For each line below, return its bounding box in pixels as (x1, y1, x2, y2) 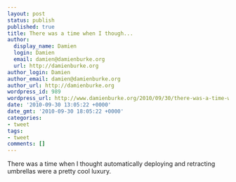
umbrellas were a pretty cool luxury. (7, 167, 112, 176)
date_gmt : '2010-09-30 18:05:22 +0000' (7, 108, 124, 115)
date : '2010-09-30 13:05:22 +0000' (7, 101, 112, 108)
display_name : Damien (13, 43, 77, 50)
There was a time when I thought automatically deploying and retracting (7, 160, 216, 168)
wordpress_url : (7, 95, 52, 102)
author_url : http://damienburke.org (7, 82, 114, 89)
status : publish (7, 17, 55, 24)
